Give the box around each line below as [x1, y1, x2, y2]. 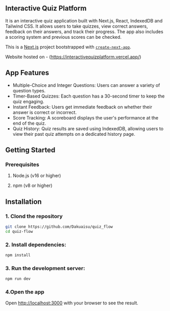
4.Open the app [5, 289, 44, 296]
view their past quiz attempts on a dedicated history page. [12, 131, 135, 137]
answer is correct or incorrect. [12, 109, 77, 115]
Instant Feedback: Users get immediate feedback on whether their [12, 104, 152, 110]
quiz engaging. [12, 98, 44, 104]
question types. [12, 87, 46, 93]
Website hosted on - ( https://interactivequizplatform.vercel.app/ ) [5, 54, 141, 60]
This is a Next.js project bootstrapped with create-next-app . [5, 43, 132, 50]
